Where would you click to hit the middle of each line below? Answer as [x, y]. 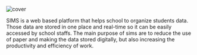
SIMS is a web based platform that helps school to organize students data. [97, 20]
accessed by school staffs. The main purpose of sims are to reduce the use [99, 33]
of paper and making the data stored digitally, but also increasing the [90, 39]
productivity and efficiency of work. [50, 46]
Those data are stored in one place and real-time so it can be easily [89, 27]
